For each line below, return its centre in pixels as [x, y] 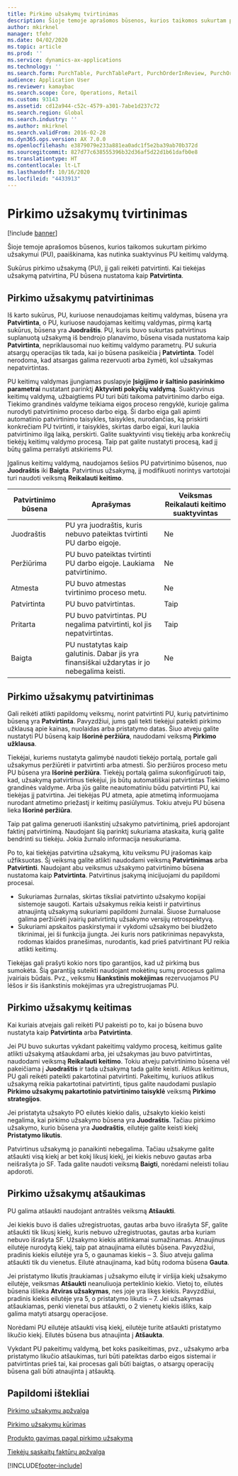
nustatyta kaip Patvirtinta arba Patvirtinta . [70, 1032]
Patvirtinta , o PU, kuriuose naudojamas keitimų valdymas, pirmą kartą [110, 322]
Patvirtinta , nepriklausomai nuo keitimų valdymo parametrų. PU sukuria [112, 345]
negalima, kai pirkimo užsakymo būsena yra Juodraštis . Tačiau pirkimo [112, 1120]
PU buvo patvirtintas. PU [106, 616]
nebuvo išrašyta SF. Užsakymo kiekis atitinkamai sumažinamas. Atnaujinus [116, 1239]
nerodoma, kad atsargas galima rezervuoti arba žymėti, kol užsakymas [110, 360]
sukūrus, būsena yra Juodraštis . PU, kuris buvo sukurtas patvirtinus [107, 330]
